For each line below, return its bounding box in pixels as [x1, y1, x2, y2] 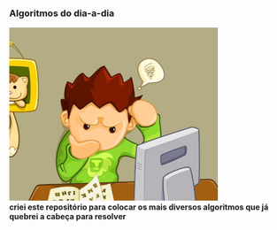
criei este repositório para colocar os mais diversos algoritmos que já [9, 202, 269, 212]
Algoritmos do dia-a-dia [9, 7, 115, 19]
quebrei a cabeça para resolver [9, 211, 127, 222]
